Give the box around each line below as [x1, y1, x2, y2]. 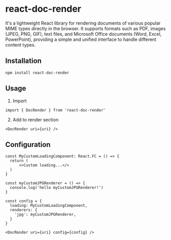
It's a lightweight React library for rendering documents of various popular [5, 20, 161, 26]
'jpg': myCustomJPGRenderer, [14, 212, 76, 217]
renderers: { [10, 208, 38, 213]
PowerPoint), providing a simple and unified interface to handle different [5, 36, 157, 42]
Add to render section [12, 116, 59, 123]
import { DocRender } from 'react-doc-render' [5, 107, 106, 113]
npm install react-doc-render [5, 70, 70, 75]
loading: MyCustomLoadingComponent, [10, 203, 88, 208]
